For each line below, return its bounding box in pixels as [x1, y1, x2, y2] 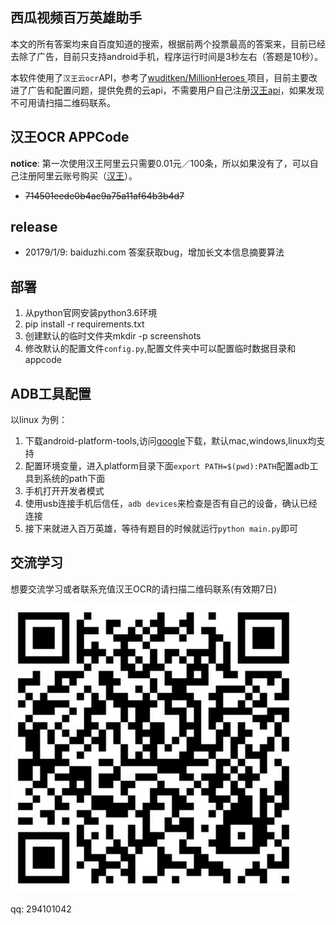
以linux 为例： [10, 414, 68, 426]
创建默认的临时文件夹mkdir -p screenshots [24, 330, 202, 342]
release [10, 219, 58, 236]
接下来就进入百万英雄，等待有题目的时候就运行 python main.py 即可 [24, 523, 299, 535]
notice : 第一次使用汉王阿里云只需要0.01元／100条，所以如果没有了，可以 [10, 157, 310, 169]
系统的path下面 [42, 473, 106, 485]
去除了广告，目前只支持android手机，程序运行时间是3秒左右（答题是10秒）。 [10, 50, 324, 62]
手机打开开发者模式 [24, 485, 105, 497]
